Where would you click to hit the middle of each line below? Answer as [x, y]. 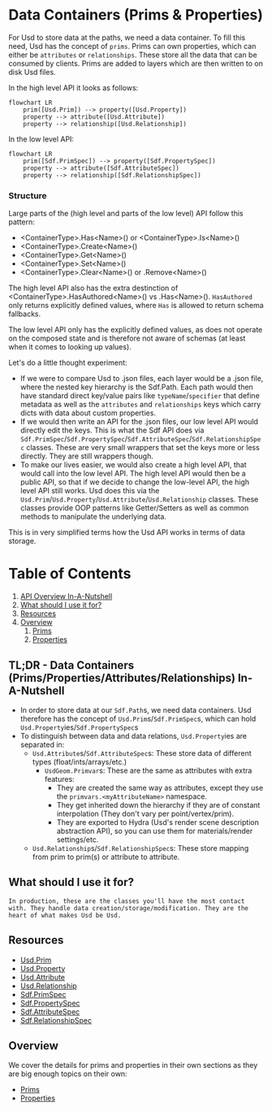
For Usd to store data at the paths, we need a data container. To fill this [127, 37]
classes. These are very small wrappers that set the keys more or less [142, 448]
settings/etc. [78, 840]
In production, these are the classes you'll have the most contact [127, 901]
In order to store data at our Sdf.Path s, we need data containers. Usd [136, 710]
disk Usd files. [32, 72]
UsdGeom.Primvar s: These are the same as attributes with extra [148, 770]
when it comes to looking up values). [70, 347]
